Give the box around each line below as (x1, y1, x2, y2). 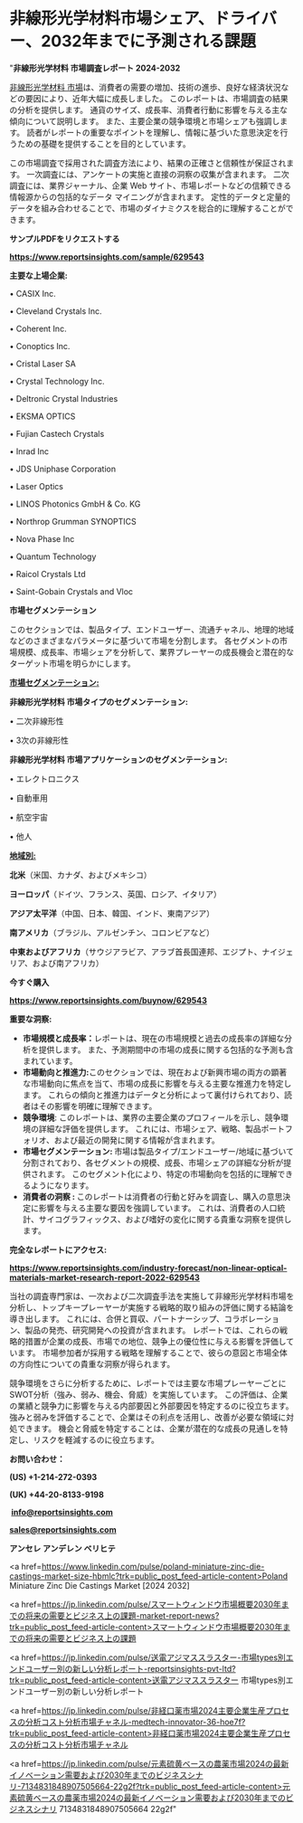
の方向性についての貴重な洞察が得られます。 (9, 1358, 175, 1369)
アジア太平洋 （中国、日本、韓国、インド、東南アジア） (9, 907, 215, 918)
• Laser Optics (9, 480, 63, 491)
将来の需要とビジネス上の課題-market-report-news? (24, 1609, 220, 1620)
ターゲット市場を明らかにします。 (9, 658, 136, 669)
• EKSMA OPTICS (9, 411, 76, 422)
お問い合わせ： (9, 1453, 65, 1464)
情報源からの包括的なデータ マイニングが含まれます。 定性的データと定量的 (9, 191, 291, 202)
